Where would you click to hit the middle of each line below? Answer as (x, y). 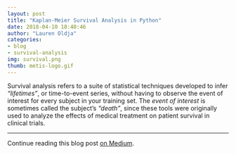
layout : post (26, 14)
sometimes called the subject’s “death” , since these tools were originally (112, 108)
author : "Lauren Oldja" (42, 33)
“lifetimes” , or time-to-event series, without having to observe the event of (115, 93)
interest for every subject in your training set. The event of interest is (106, 100)
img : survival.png (34, 59)
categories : (25, 40)
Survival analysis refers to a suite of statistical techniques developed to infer (118, 85)
